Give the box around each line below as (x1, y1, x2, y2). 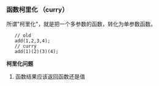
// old (14, 32, 32, 39)
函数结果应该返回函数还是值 (15, 73, 86, 81)
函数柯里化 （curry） (6, 5, 68, 13)
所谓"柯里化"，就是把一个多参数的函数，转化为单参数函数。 (6, 20, 157, 28)
